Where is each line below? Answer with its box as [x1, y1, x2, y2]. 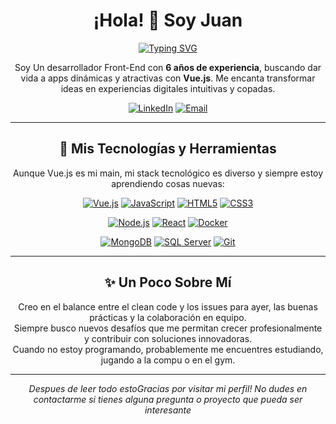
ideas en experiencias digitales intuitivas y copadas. [60, 82, 276, 94]
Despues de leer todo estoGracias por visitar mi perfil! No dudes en [28, 382, 308, 394]
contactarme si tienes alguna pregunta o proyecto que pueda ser [33, 393, 303, 405]
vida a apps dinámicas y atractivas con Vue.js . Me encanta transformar [20, 72, 316, 84]
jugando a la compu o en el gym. [100, 354, 236, 366]
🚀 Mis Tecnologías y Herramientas [59, 140, 277, 158]
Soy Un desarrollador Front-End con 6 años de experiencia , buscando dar [14, 61, 322, 73]
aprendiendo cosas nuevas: [111, 177, 225, 189]
